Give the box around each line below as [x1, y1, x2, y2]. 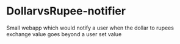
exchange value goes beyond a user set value [6, 30, 122, 37]
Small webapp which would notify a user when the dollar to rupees [6, 24, 174, 31]
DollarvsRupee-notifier [6, 4, 126, 18]
